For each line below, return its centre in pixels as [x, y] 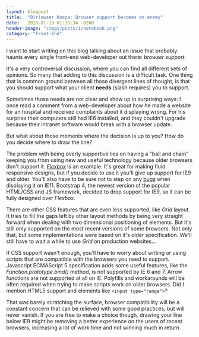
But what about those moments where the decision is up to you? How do [95, 136]
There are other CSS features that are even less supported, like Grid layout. [98, 210]
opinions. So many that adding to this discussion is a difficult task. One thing [99, 75]
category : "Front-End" [34, 34]
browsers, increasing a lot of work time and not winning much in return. [94, 327]
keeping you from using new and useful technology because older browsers [99, 160]
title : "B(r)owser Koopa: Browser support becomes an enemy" [85, 17]
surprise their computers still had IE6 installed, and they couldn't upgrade [96, 118]
